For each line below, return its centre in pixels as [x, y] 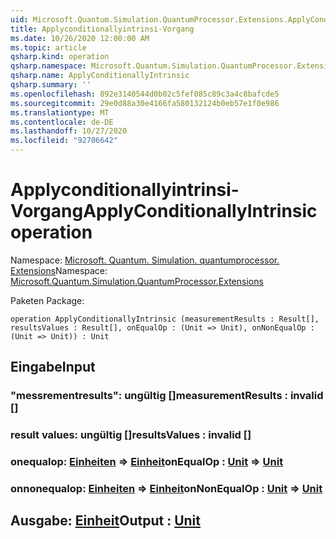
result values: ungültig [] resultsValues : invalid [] [131, 435]
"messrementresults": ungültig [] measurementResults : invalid [167, 396]
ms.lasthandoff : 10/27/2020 [69, 131]
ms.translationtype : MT [60, 112]
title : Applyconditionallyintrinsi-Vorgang [102, 29]
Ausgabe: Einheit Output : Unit [105, 521]
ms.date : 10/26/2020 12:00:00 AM [80, 38]
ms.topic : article [48, 47]
